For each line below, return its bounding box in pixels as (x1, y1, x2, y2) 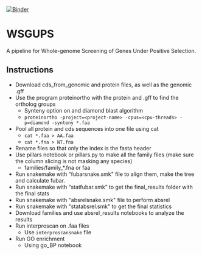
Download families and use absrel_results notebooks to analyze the (15, 209, 184, 216)
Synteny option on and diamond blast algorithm (24, 107, 144, 114)
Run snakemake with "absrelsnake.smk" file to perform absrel (15, 196, 170, 203)
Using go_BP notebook (24, 241, 82, 249)
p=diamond (24, 119, 50, 126)
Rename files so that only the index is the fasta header (15, 144, 152, 152)
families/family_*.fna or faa (24, 164, 91, 171)
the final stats (15, 189, 50, 197)
